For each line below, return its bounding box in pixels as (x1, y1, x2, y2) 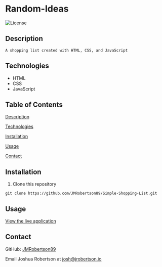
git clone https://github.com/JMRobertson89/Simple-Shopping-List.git (5, 191, 157, 196)
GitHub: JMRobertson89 (5, 246, 56, 252)
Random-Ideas (5, 3, 69, 15)
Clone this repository (12, 181, 57, 187)
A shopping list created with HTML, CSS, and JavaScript (5, 48, 128, 53)
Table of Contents (5, 100, 63, 109)
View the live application (5, 218, 57, 224)
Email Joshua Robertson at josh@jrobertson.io (5, 256, 102, 262)
